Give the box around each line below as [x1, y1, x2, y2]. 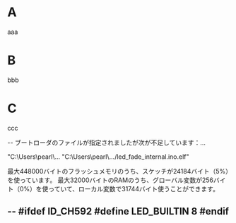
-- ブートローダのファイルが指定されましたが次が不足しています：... [7, 138, 206, 147]
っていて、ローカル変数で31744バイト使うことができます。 [48, 184, 219, 193]
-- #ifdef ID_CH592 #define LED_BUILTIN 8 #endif [7, 205, 230, 217]
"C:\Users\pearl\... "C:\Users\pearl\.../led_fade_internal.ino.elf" [7, 152, 189, 161]
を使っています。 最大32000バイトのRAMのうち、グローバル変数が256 [7, 176, 214, 184]
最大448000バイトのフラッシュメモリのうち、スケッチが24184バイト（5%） [7, 167, 229, 175]
